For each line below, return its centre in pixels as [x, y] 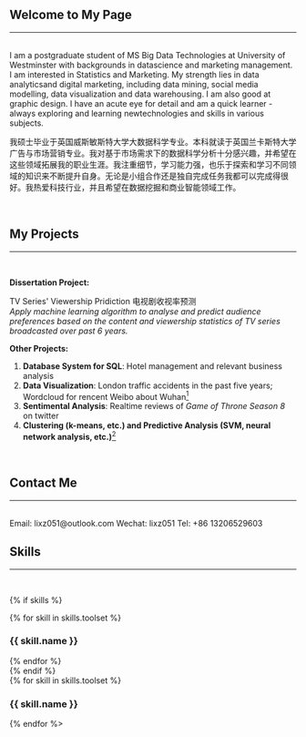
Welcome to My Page [71, 15]
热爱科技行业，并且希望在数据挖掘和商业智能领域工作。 [137, 187]
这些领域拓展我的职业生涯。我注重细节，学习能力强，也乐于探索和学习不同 [149, 164]
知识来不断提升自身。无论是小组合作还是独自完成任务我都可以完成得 [153, 176]
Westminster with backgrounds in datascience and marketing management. [151, 65]
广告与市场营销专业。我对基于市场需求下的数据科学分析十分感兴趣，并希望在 [153, 153]
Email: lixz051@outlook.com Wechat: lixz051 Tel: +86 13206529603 [136, 523]
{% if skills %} [36, 599]
